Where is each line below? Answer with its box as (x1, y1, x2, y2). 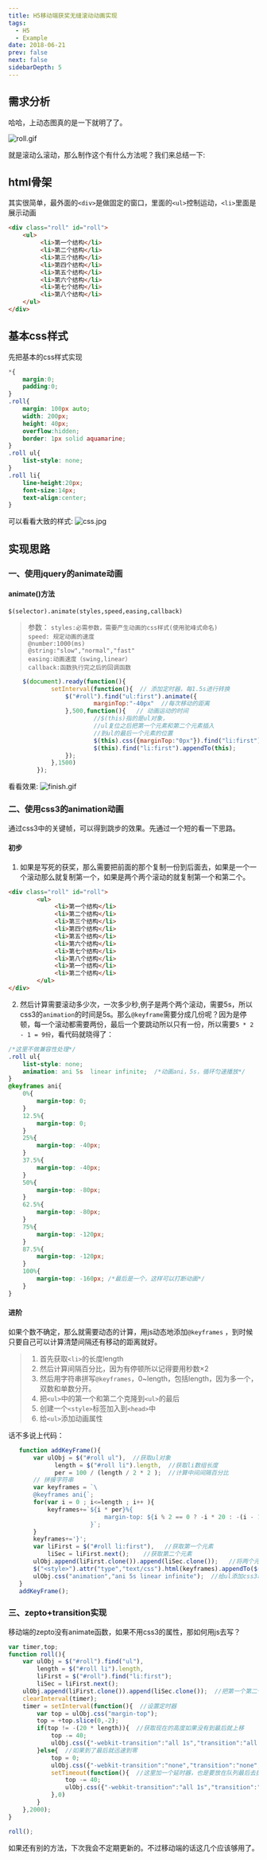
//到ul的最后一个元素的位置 (93, 729, 173, 737)
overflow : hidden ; (22, 427, 80, 435)
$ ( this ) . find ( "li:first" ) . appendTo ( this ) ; (93, 744, 237, 752)
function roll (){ (8, 1650, 66, 1659)
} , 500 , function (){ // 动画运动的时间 (64, 707, 189, 715)
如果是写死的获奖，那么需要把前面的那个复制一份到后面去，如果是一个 (19, 862, 250, 872)
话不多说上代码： (8, 1430, 64, 1440)
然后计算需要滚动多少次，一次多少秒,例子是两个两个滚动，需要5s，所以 (19, 999, 253, 1009)
